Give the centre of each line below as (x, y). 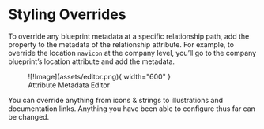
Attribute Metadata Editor (69, 85)
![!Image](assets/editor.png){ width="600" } (100, 76)
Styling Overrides (67, 15)
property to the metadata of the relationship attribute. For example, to (121, 44)
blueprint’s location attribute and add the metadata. (92, 61)
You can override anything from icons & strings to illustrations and (116, 100)
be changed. (29, 116)
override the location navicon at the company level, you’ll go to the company (132, 53)
